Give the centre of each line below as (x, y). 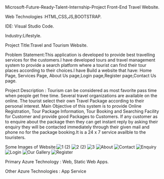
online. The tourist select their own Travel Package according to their (75, 101)
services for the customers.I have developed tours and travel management (80, 60)
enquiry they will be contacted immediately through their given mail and (77, 127)
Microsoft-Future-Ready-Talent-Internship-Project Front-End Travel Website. (82, 7)
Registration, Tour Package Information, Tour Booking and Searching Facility (82, 111)
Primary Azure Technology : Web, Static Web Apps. (57, 162)
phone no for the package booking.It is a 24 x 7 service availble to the (75, 132)
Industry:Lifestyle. (23, 36)
